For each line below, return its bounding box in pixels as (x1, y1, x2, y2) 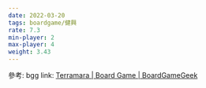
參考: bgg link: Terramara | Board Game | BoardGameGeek (8, 71, 198, 79)
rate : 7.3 (8, 26, 41, 34)
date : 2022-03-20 (8, 11, 66, 20)
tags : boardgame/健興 (8, 19, 77, 27)
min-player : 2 (8, 33, 55, 42)
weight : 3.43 (8, 48, 51, 56)
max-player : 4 (8, 41, 55, 49)
